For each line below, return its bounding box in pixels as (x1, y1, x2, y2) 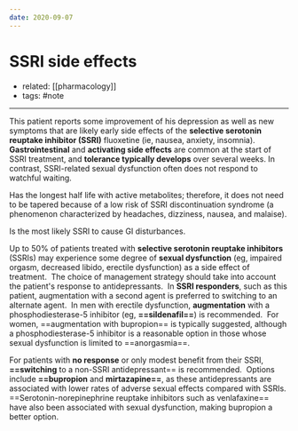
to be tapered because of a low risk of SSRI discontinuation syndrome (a (9, 199, 274, 210)
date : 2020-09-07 (9, 12, 74, 22)
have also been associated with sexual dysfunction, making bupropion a (9, 402, 273, 412)
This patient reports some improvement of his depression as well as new (9, 116, 275, 126)
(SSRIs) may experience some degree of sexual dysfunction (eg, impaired (9, 252, 282, 263)
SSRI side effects (9, 51, 137, 71)
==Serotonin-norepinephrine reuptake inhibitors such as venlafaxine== (9, 392, 270, 403)
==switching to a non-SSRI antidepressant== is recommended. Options (9, 363, 275, 374)
